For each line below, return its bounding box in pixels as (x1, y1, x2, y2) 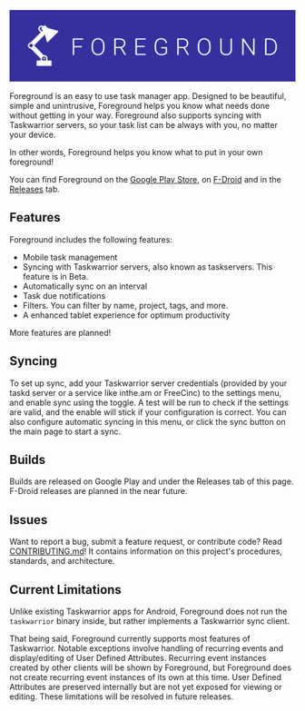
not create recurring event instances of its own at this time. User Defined (9, 672, 282, 683)
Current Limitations (9, 582, 123, 597)
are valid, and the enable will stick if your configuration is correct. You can (9, 406, 287, 418)
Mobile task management (22, 252, 118, 262)
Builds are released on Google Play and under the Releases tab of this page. (9, 476, 294, 487)
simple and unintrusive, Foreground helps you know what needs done (9, 101, 271, 111)
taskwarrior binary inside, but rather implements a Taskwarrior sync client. (9, 616, 290, 627)
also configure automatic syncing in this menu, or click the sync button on (9, 416, 286, 427)
